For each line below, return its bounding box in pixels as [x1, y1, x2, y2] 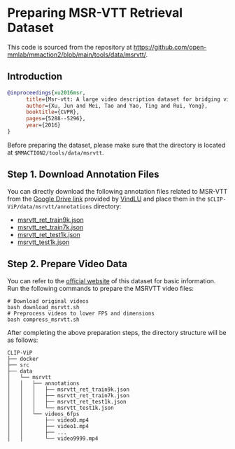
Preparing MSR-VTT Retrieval [7, 5, 183, 21]
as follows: [7, 336, 38, 344]
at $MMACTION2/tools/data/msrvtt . [7, 148, 104, 157]
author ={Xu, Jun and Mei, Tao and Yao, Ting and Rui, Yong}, [25, 102, 208, 109]
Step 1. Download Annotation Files [7, 169, 159, 180]
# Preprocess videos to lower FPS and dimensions [7, 310, 155, 317]
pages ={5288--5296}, [25, 115, 86, 122]
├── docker [7, 355, 39, 362]
